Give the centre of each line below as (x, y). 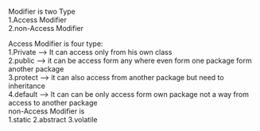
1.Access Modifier (38, 20)
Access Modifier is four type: (56, 44)
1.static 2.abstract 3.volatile (53, 119)
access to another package (53, 103)
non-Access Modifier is (47, 111)
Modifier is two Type (42, 12)
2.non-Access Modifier (46, 28)
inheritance (27, 86)
